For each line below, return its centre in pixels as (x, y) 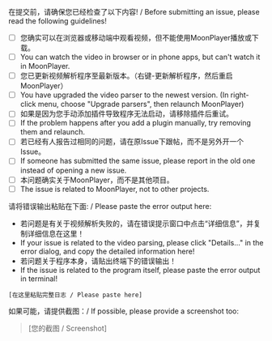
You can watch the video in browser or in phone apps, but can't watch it (140, 57)
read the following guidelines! (58, 21)
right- (240, 95)
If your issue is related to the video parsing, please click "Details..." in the (142, 242)
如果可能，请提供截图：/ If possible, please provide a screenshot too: (124, 311)
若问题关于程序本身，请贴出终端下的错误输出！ (98, 261)
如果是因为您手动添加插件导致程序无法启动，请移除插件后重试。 (126, 114)
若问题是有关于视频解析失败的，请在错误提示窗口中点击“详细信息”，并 (137, 223)
